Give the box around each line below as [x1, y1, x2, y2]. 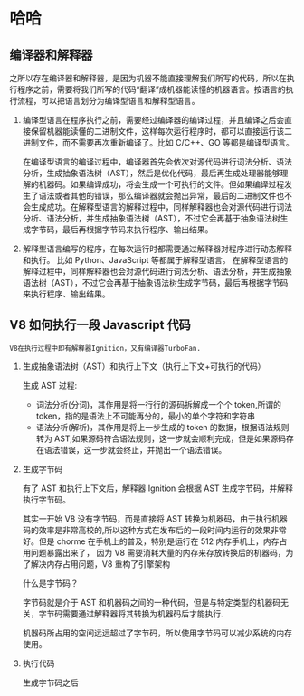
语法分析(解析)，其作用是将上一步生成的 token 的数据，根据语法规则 [35, 421, 290, 432]
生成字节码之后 [22, 677, 79, 688]
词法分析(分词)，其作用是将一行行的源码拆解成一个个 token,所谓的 [35, 399, 282, 409]
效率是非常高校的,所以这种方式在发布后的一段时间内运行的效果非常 [38, 524, 287, 535]
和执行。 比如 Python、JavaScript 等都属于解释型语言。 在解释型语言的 [22, 255, 289, 265]
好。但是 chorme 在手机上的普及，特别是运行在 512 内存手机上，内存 [22, 535, 280, 547]
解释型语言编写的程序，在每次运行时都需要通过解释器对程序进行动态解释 [22, 243, 292, 254]
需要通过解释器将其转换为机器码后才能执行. [62, 607, 223, 619]
